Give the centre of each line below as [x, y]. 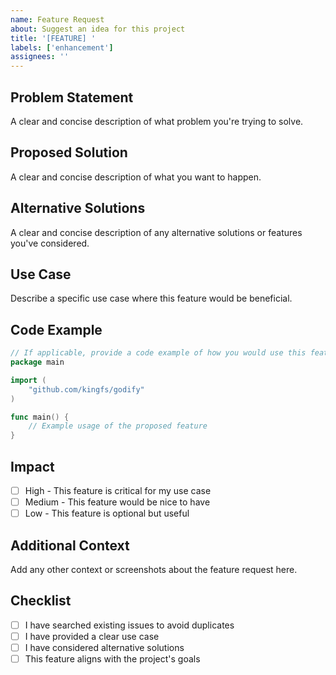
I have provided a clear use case [92, 636]
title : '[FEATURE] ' [53, 38]
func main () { [40, 417]
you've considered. [50, 243]
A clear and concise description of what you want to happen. [136, 177]
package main [37, 362]
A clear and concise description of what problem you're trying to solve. [157, 121]
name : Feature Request [57, 19]
